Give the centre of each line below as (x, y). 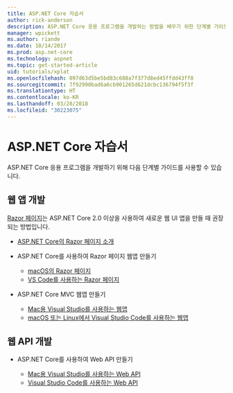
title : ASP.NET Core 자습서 (46, 14)
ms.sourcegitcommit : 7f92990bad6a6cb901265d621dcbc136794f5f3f (101, 85)
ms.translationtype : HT (42, 91)
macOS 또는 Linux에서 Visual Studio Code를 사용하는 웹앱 (108, 317)
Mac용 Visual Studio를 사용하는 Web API (84, 374)
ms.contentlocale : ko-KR (43, 98)
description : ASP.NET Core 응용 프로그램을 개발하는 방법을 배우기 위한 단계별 (109, 26)
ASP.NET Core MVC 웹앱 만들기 (61, 294)
